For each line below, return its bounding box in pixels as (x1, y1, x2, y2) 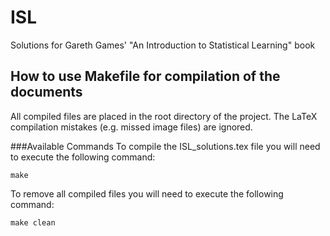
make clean (10, 217, 56, 228)
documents (10, 84, 83, 101)
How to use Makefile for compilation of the (10, 68, 281, 85)
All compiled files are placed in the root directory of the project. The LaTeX (10, 110, 318, 122)
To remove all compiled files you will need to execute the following (10, 187, 284, 200)
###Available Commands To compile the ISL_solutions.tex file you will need (10, 140, 321, 152)
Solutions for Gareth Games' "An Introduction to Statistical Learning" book (10, 39, 316, 51)
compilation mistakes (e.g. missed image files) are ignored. (10, 121, 253, 133)
